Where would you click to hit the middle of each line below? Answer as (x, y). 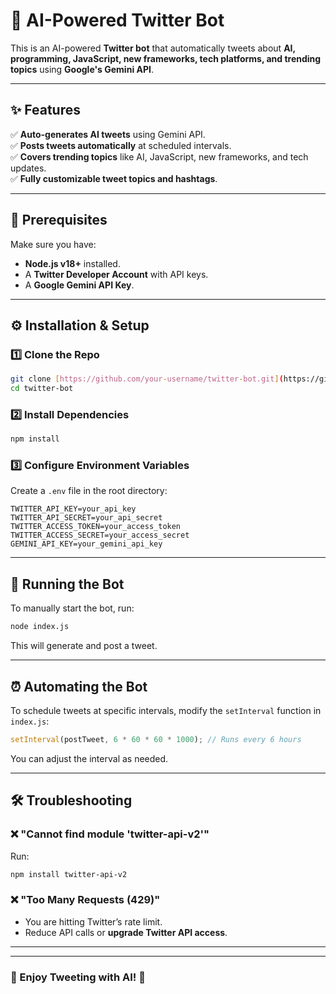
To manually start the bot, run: (72, 608)
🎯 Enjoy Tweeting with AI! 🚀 (78, 977)
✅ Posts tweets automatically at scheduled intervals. (121, 145)
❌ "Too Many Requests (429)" (85, 900)
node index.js (40, 627)
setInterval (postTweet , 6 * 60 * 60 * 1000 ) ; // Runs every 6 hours (156, 739)
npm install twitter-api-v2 (69, 874)
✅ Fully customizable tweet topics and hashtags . (114, 178)
